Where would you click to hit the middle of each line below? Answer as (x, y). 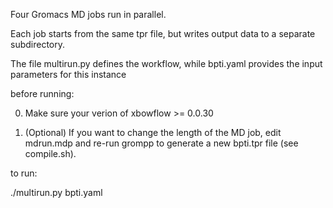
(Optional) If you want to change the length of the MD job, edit (153, 132)
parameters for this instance (68, 74)
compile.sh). (50, 153)
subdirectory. (38, 44)
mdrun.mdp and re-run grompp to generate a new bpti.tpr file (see (161, 143)
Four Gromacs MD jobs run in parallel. (88, 14)
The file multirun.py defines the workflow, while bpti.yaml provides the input (166, 63)
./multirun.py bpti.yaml (56, 192)
